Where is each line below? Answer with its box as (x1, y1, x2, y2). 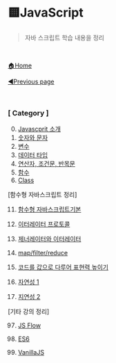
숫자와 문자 (17, 134, 48, 142)
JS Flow (17, 321, 41, 330)
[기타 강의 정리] (8, 307, 50, 316)
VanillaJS (17, 348, 44, 357)
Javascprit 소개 (17, 125, 61, 134)
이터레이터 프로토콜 (17, 220, 70, 229)
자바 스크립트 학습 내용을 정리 (24, 33, 104, 42)
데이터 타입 (17, 151, 48, 159)
